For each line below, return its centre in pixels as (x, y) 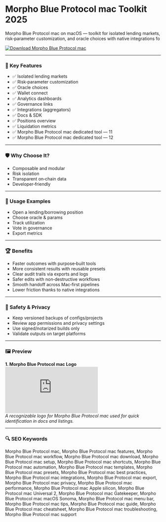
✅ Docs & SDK (27, 115)
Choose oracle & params (37, 217)
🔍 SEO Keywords (26, 438)
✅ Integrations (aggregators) (41, 110)
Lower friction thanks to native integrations (56, 290)
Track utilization (29, 222)
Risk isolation (26, 174)
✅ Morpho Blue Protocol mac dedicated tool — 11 (62, 132)
